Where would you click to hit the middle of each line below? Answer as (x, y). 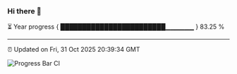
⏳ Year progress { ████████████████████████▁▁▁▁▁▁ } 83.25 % (116, 27)
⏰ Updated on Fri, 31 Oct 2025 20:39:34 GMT (74, 50)
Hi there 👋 (25, 11)
